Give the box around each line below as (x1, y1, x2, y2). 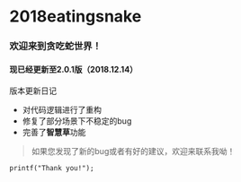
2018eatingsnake (9, 6, 142, 27)
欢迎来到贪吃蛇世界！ (9, 40, 102, 53)
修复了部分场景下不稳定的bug (22, 116, 132, 126)
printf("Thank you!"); (9, 164, 94, 173)
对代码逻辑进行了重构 (22, 105, 102, 116)
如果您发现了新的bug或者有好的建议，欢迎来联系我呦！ (31, 146, 236, 157)
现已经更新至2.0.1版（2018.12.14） (9, 64, 138, 74)
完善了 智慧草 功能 (22, 127, 86, 138)
